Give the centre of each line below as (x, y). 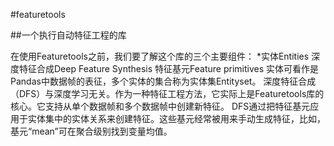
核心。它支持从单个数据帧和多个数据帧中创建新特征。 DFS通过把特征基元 (160, 106)
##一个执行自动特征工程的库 (68, 35)
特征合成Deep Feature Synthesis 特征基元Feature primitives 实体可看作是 (169, 68)
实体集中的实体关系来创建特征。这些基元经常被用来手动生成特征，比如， (176, 118)
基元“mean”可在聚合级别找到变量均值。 (91, 131)
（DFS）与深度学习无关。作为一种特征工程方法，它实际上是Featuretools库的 (167, 93)
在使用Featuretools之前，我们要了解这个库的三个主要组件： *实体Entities (160, 56)
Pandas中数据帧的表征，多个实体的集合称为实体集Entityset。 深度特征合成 (163, 81)
